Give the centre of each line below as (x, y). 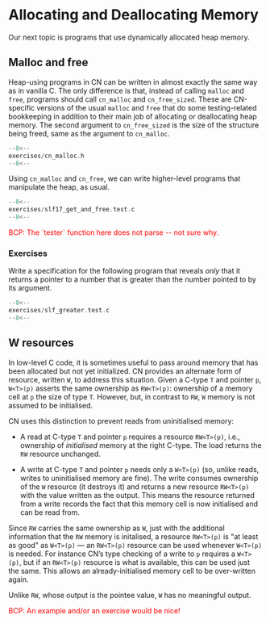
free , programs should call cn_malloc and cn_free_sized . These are (120, 99)
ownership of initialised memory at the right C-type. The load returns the (141, 445)
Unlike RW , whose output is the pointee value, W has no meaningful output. (130, 595)
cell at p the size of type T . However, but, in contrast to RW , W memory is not (132, 396)
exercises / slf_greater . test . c (59, 311)
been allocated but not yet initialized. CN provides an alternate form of (125, 371)
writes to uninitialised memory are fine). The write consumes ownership (139, 478)
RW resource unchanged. (60, 454)
